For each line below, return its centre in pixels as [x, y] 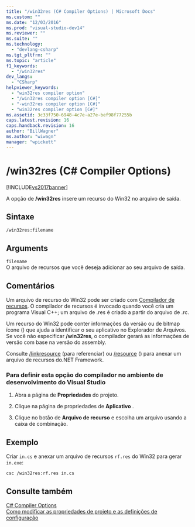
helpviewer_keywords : [32, 88]
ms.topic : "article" [31, 60]
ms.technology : [25, 44]
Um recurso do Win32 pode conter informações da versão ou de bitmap [93, 323]
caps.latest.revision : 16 [37, 120]
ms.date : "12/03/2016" [34, 22]
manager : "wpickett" [31, 142]
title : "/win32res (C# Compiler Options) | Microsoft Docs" [81, 11]
